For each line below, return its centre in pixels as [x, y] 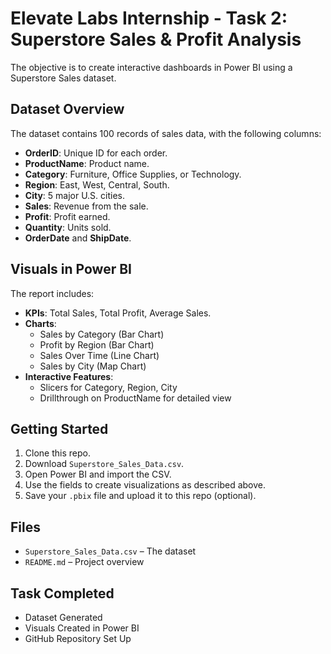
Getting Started [59, 428]
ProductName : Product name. [87, 163]
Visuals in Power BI [71, 269]
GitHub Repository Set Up [78, 638]
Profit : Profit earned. [67, 216]
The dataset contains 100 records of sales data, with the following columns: [166, 133]
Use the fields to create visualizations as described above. [145, 485]
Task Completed [62, 593]
